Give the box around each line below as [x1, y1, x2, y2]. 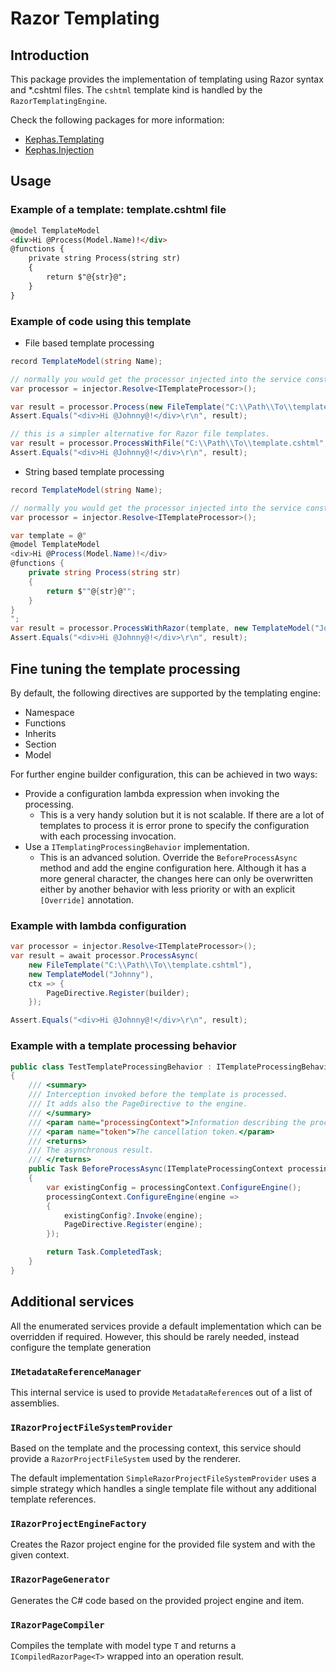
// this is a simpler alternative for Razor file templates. [10, 429, 271, 439]
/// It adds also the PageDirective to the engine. [28, 1099, 248, 1109]
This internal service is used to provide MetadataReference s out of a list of [10, 1386, 313, 1398]
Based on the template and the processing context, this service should [10, 1442, 302, 1454]
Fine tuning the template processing [10, 660, 241, 677]
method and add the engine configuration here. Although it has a [39, 862, 307, 874]
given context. [10, 1549, 70, 1561]
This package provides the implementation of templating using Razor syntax [10, 73, 324, 85]
